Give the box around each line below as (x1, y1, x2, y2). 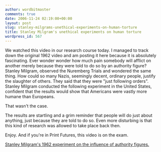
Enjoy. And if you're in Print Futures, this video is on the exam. (5, 132, 129, 138)
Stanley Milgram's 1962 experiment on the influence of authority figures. (5, 141, 149, 147)
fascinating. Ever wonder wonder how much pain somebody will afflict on (5, 58, 151, 63)
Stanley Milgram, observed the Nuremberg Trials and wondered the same (5, 68, 151, 74)
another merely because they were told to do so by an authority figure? (5, 62, 147, 68)
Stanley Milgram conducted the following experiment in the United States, (5, 83, 152, 89)
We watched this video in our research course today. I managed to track (5, 47, 149, 53)
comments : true (5, 12, 36, 16)
